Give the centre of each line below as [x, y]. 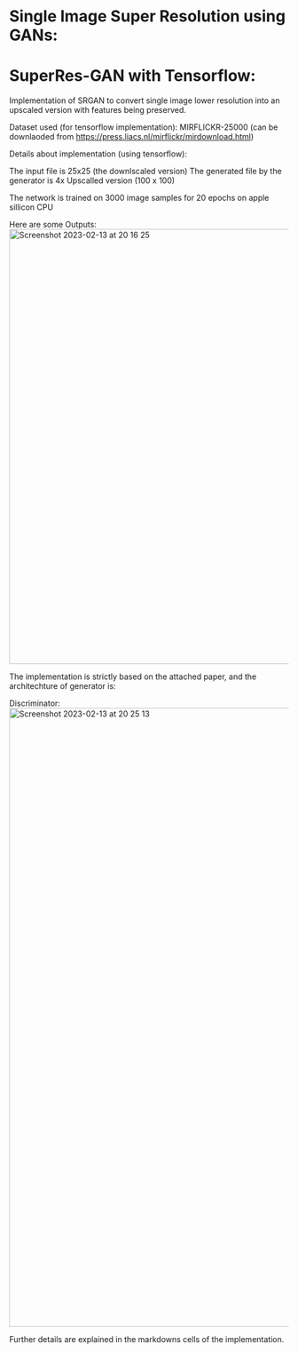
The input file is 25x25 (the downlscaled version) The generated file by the [145, 172]
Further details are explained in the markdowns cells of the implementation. [147, 1340]
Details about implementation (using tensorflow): [98, 154]
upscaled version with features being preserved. [98, 110]
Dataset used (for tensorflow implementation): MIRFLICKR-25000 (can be [144, 127]
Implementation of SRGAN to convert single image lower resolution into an [145, 100]
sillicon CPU [31, 207]
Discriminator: [35, 703]
